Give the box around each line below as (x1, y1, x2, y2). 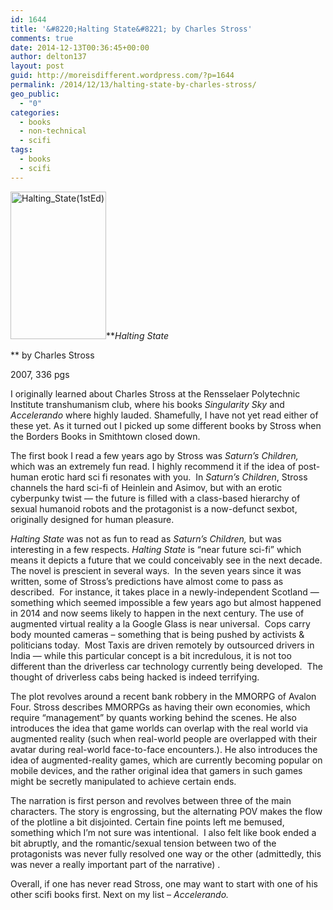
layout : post (10, 61, 65, 71)
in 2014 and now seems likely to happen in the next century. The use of (10, 607, 305, 619)
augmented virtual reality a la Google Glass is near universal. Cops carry (10, 617, 311, 630)
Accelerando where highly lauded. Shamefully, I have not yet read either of (10, 409, 319, 421)
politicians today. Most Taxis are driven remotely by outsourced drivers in (10, 639, 315, 651)
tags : (10, 145, 33, 155)
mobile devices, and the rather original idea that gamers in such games (10, 764, 303, 776)
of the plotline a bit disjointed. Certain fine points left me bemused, (10, 816, 285, 828)
